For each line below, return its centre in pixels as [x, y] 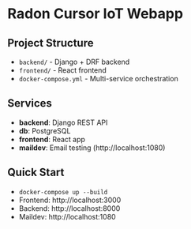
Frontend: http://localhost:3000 [70, 200]
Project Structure [51, 43]
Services [30, 103]
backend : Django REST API [63, 122]
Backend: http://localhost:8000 [69, 208]
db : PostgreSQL [45, 130]
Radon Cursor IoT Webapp [95, 14]
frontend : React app [52, 139]
